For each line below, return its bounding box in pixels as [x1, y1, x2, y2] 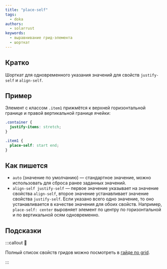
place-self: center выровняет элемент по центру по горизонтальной [12, 206, 161, 213]
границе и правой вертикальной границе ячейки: [5, 110, 111, 116]
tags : [5, 12, 16, 17]
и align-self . [15, 77, 43, 83]
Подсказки [5, 226, 41, 235]
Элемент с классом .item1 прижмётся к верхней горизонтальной [5, 105, 146, 111]
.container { [5, 120, 32, 125]
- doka [9, 17, 23, 22]
